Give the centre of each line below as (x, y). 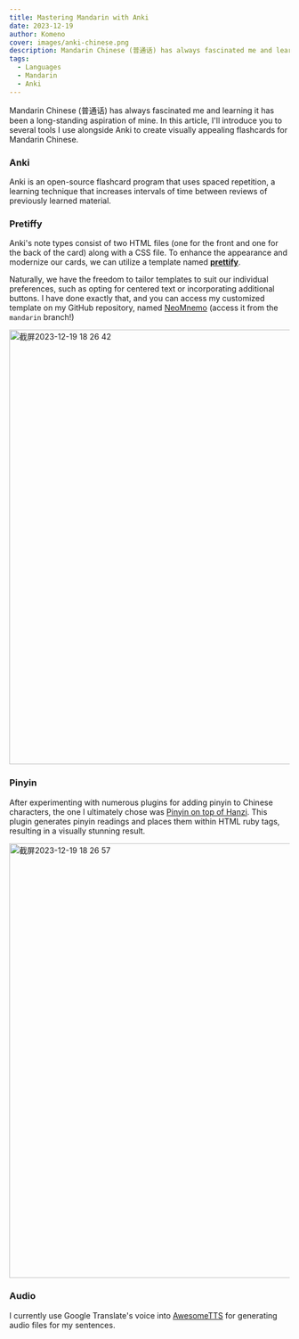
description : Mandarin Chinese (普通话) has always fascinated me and (141, 51)
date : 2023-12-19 (41, 26)
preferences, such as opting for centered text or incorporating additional (142, 289)
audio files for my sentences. (62, 1325)
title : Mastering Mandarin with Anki (79, 17)
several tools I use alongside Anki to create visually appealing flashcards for (148, 129)
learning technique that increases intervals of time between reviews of (138, 191)
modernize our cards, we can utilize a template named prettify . (125, 262)
